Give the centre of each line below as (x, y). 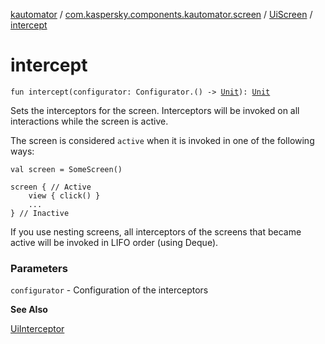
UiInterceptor (37, 329)
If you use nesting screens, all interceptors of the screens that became (156, 231)
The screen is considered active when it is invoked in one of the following (162, 140)
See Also (29, 310)
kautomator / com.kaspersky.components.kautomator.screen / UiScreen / (161, 14)
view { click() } (64, 195)
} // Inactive (40, 213)
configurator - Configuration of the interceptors (109, 290)
